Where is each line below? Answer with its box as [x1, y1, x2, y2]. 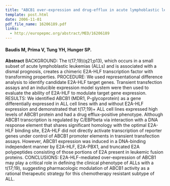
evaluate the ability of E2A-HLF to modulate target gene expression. [5, 90, 147, 96]
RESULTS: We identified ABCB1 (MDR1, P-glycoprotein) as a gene [5, 96, 141, 102]
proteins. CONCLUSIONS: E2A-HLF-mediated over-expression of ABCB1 [5, 155, 156, 161]
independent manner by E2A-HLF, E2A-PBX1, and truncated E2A [5, 144, 140, 150]
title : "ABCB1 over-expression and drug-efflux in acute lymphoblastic [5, 7, 159, 13]
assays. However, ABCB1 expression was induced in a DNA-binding [5, 138, 146, 145]
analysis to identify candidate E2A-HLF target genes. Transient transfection [5, 79, 162, 85]
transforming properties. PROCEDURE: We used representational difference [5, 74, 163, 80]
